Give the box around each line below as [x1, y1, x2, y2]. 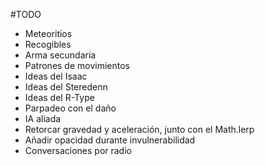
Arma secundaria [24, 49, 97, 61]
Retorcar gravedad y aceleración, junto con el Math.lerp [24, 124, 255, 135]
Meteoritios [24, 28, 73, 39]
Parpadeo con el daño [24, 102, 117, 114]
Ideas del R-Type [24, 92, 95, 103]
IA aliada [24, 113, 62, 124]
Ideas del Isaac [24, 70, 88, 82]
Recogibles [24, 39, 72, 50]
